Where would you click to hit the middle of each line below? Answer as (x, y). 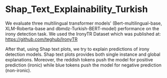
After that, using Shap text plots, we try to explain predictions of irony (77, 49)
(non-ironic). (18, 70)
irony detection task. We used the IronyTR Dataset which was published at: (83, 34)
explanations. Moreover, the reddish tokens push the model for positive (79, 59)
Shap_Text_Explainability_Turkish (76, 9)
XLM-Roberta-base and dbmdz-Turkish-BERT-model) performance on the (82, 28)
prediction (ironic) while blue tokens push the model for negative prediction (83, 65)
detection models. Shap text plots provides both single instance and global (83, 54)
